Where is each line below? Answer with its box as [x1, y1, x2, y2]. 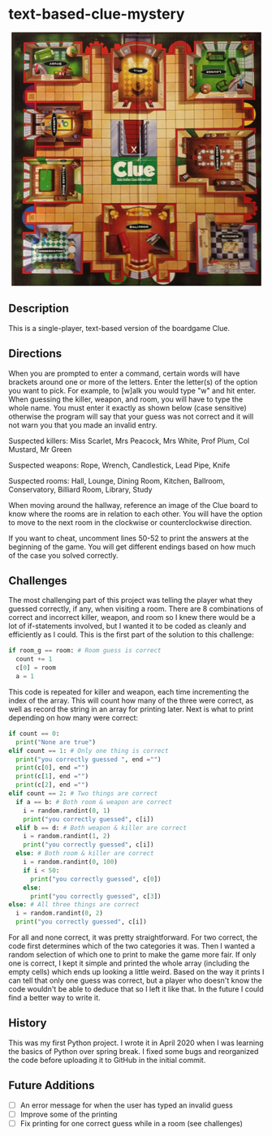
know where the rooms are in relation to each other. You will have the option [8, 509, 263, 519]
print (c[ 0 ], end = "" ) [15, 764, 89, 772]
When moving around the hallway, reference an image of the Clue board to [8, 500, 258, 510]
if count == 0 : [8, 729, 60, 738]
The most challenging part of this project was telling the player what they [8, 596, 253, 605]
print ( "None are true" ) [15, 738, 96, 747]
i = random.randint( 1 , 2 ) [23, 833, 111, 841]
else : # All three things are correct [8, 901, 140, 909]
